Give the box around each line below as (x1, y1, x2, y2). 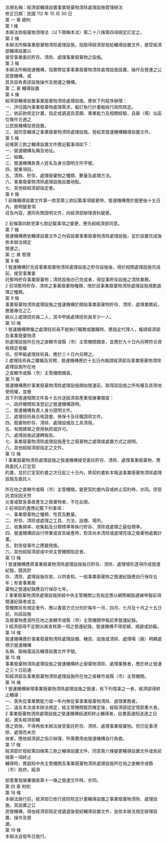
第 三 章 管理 (5, 252, 31, 258)
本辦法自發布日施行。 (5, 834, 49, 839)
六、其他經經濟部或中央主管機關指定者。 (5, 549, 88, 555)
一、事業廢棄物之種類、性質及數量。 (5, 511, 80, 517)
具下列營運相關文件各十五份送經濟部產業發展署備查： (5, 395, 114, 401)
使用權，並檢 (5, 389, 31, 395)
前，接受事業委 (5, 271, 36, 276)
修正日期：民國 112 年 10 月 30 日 (5, 10, 73, 16)
